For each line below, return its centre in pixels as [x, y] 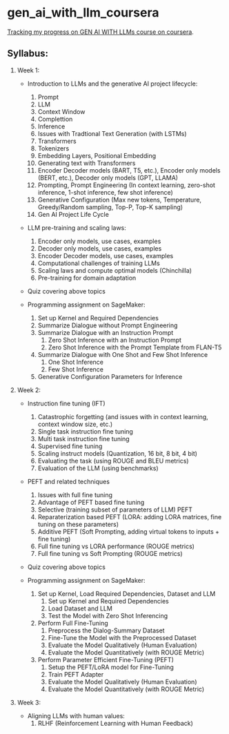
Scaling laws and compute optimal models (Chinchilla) [114, 270]
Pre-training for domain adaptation [87, 278]
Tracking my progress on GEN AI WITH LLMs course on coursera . [101, 32]
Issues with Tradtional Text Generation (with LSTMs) [112, 133]
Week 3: [29, 702]
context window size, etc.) [75, 424]
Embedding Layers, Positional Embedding [97, 155]
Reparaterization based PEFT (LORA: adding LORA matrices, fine [130, 516]
